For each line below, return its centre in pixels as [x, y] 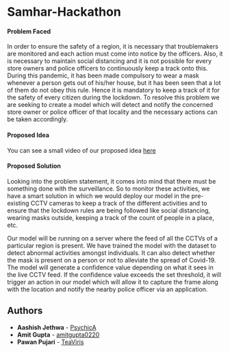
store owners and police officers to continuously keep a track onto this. [107, 69]
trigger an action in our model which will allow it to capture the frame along [113, 282]
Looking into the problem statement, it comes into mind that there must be [112, 181]
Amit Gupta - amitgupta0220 [58, 334]
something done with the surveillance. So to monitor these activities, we [108, 188]
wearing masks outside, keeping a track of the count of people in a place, [111, 217]
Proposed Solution [34, 166]
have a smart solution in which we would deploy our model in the [99, 195]
